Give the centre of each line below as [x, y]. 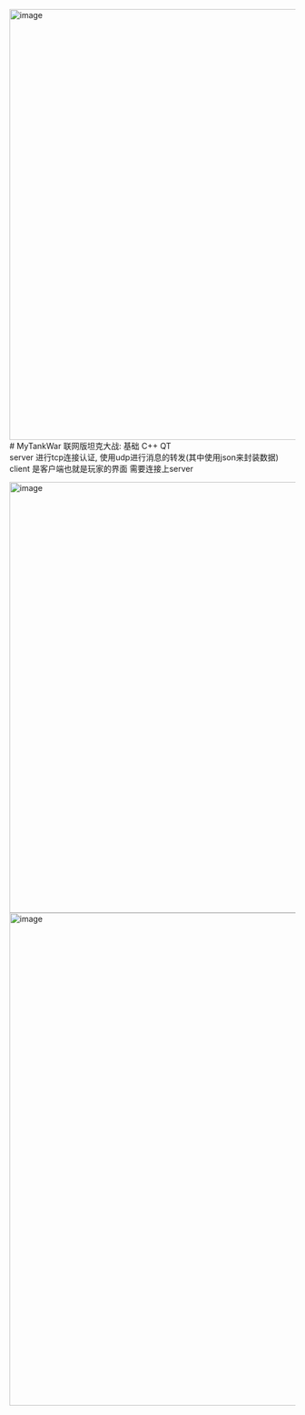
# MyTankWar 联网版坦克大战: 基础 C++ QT [90, 446]
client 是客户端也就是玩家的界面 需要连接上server [101, 469]
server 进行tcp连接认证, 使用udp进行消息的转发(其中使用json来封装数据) [144, 457]
